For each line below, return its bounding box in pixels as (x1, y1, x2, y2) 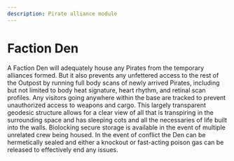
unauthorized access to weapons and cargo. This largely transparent (7, 101, 207, 109)
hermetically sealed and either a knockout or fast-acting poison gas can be (7, 138, 224, 146)
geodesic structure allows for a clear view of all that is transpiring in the (7, 108, 214, 116)
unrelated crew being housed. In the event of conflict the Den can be (7, 130, 206, 139)
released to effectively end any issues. (7, 145, 119, 154)
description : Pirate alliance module (7, 10, 118, 17)
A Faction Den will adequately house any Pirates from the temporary (7, 64, 205, 72)
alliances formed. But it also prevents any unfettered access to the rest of (7, 71, 219, 79)
